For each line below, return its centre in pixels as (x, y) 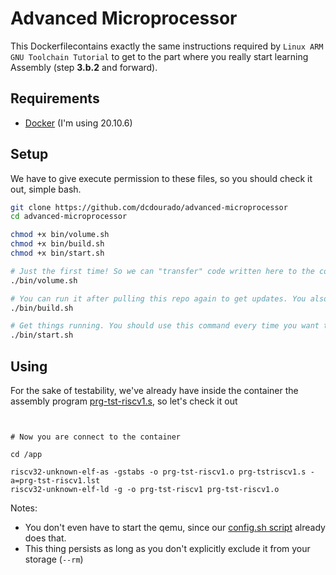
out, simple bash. (46, 189)
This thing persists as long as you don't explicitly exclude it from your (167, 548)
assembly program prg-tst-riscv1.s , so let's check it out (124, 401)
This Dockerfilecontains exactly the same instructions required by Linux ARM (167, 46)
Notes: (24, 508)
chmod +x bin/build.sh (57, 244)
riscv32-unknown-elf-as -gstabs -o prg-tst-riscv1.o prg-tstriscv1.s (158, 472)
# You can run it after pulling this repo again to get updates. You (158, 298)
